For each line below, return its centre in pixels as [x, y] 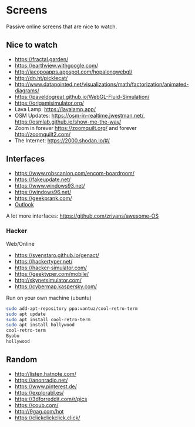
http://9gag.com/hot [39, 411]
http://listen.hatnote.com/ [45, 373]
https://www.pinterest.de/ [46, 386]
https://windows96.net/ [43, 192]
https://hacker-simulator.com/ [51, 268]
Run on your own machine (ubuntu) [49, 298]
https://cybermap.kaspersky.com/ [56, 286]
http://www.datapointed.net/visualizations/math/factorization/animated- [102, 84]
